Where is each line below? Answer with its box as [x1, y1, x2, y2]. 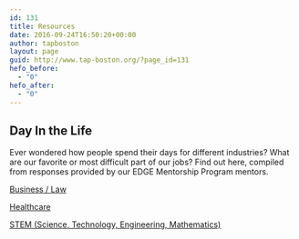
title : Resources [9, 22, 76, 31]
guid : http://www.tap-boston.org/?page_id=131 [9, 55, 190, 65]
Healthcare [9, 202, 52, 213]
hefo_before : [9, 65, 59, 74]
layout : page [9, 47, 59, 56]
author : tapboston [9, 38, 79, 48]
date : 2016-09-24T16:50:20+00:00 [9, 30, 137, 39]
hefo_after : [9, 81, 55, 90]
